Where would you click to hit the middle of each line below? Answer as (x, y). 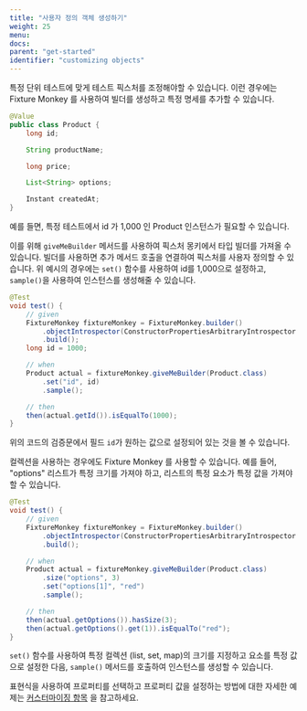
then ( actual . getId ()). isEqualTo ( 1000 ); (102, 415)
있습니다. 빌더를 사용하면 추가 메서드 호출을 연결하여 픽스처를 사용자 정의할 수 (147, 257)
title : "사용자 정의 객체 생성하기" (69, 18)
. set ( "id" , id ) (71, 382)
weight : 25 (30, 27)
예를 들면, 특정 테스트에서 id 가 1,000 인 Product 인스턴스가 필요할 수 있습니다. (149, 226)
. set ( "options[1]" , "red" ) (94, 587)
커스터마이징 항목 (57, 698)
